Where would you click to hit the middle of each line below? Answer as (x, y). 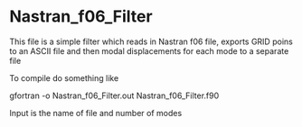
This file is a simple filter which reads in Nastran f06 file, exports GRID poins (151, 41)
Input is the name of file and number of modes (96, 113)
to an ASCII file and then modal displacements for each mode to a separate (149, 50)
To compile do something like (64, 77)
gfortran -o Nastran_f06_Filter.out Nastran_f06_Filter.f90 (114, 95)
